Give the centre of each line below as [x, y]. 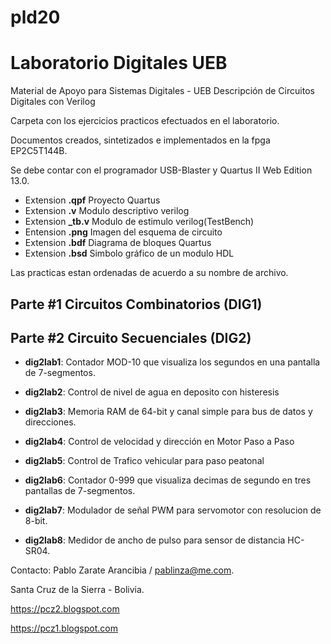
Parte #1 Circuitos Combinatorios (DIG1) [136, 304]
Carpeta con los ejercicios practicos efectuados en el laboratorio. [145, 121]
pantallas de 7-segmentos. [80, 491]
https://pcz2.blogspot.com [65, 609]
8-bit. [36, 521]
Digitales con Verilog [53, 102]
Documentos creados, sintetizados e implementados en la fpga [140, 140]
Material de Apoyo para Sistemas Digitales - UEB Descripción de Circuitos [162, 91]
